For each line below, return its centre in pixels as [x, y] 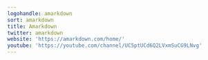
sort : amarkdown [30, 20]
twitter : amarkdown [35, 33]
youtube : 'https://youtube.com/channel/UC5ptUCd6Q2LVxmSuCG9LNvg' [105, 46]
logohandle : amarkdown [40, 13]
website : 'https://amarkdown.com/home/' [66, 39]
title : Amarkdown [32, 26]
